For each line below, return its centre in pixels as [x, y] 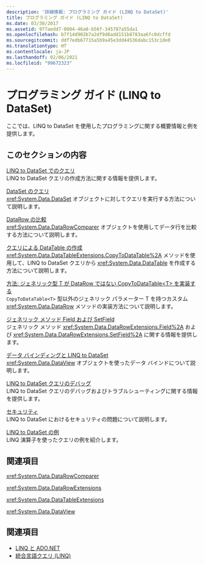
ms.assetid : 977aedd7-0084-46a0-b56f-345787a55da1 [72, 29]
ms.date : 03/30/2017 [33, 23]
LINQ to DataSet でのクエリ [41, 171]
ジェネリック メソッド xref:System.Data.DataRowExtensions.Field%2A [95, 327]
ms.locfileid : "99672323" [39, 63]
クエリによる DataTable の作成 [44, 248]
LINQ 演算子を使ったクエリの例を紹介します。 [64, 440]
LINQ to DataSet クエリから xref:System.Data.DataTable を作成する [111, 263]
